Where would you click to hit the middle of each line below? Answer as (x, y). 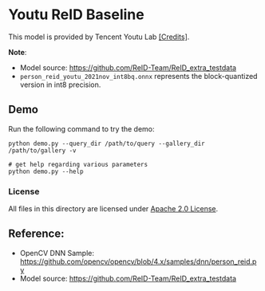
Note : (18, 52)
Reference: (36, 234)
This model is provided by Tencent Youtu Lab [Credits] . (99, 37)
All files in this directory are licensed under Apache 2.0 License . (113, 209)
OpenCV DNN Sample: (57, 253)
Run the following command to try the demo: (81, 128)
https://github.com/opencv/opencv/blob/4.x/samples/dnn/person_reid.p (138, 262)
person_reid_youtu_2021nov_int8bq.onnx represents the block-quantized (138, 76)
